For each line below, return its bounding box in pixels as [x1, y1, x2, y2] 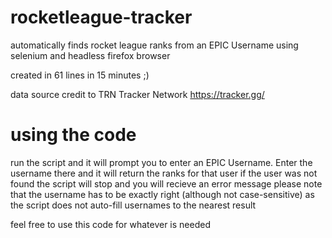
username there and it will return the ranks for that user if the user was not [10, 167, 318, 179]
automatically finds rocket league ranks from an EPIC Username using [10, 39, 299, 51]
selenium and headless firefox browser [10, 49, 171, 61]
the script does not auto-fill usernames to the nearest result [10, 199, 257, 211]
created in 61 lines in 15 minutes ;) [10, 69, 150, 81]
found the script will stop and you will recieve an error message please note [10, 177, 323, 190]
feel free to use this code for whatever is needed [10, 218, 211, 230]
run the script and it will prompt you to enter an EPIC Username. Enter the [10, 156, 313, 168]
